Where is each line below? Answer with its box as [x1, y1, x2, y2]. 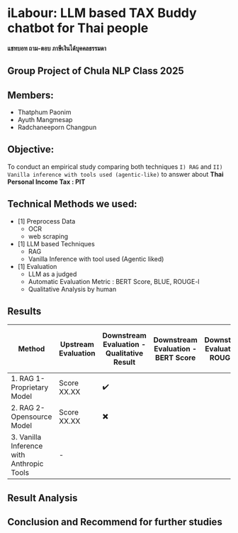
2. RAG [11, 403, 34, 413]
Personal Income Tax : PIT [7, 177, 86, 186]
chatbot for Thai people [7, 20, 149, 36]
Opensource [11, 412, 52, 422]
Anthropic [11, 459, 44, 469]
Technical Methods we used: [7, 198, 137, 210]
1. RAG [11, 374, 34, 384]
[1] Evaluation [17, 262, 57, 270]
